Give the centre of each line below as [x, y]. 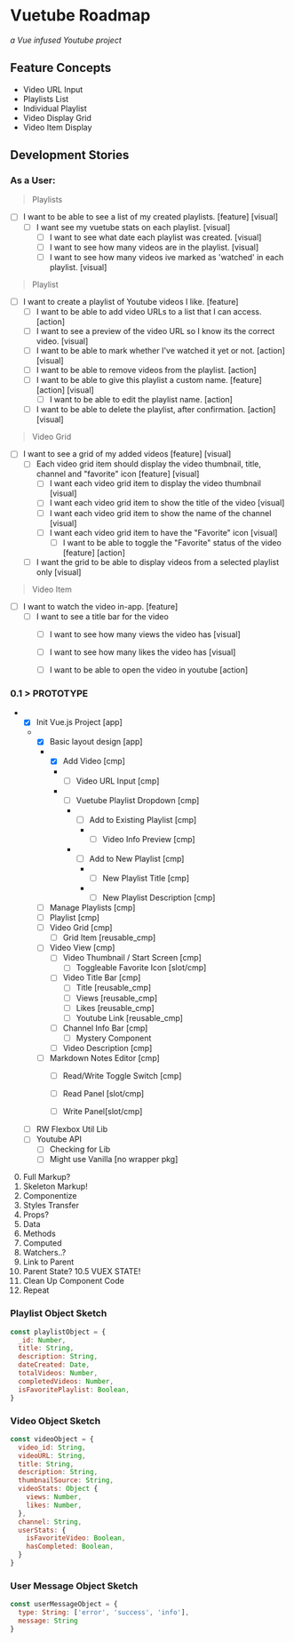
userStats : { [42, 1530]
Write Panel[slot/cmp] [103, 1112]
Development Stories [70, 155]
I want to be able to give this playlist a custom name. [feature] [149, 380]
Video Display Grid [57, 117]
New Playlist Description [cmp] [159, 897]
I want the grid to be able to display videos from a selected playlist [158, 562]
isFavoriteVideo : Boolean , [76, 1538]
